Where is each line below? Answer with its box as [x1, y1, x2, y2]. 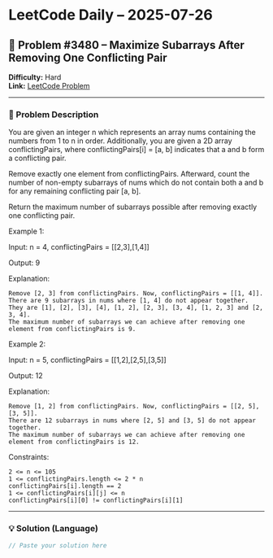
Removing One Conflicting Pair [8, 50, 168, 64]
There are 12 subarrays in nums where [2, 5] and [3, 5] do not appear [8, 416, 256, 425]
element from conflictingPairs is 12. [8, 438, 140, 447]
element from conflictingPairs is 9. [8, 325, 136, 333]
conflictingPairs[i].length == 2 [8, 482, 122, 490]
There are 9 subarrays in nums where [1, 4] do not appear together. [8, 297, 249, 305]
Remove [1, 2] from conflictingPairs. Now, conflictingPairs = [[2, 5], [8, 403, 260, 411]
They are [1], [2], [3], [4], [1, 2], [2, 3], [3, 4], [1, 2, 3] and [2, [8, 303, 264, 312]
